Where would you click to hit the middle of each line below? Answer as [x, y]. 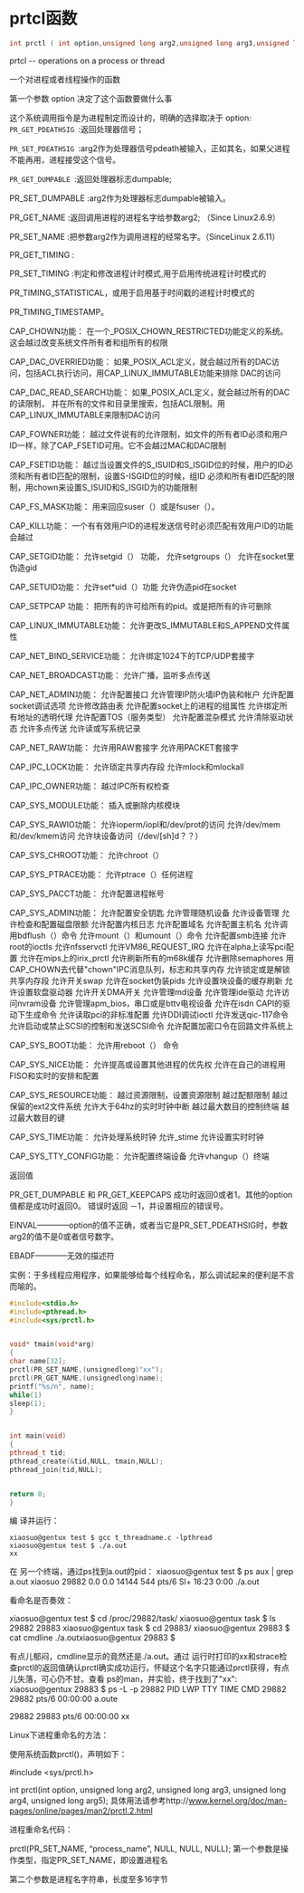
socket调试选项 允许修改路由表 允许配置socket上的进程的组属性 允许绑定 [145, 705]
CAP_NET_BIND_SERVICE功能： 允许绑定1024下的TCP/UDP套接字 [132, 655]
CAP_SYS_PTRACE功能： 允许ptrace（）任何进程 [101, 874]
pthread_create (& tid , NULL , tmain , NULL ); [87, 1461]
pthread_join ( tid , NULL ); [56, 1469]
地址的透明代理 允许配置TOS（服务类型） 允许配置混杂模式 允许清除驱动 [152, 717]
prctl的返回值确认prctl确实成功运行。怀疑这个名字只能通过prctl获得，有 [149, 1668]
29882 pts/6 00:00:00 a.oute [64, 1699]
